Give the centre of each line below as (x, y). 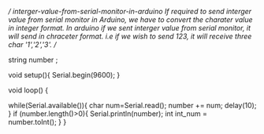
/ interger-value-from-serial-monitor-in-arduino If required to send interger (130, 11)
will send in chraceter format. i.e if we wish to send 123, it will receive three (130, 36)
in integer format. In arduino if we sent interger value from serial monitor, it (129, 28)
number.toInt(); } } (37, 122)
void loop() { (28, 90)
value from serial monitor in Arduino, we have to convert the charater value (130, 20)
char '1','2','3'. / (32, 45)
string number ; (33, 60)
